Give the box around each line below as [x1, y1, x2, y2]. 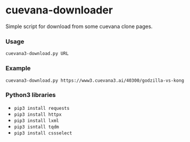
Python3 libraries [5, 91, 56, 99]
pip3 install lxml [13, 117, 59, 123]
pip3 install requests [13, 105, 70, 111]
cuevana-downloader [5, 4, 113, 17]
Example [5, 64, 31, 72]
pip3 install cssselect [13, 130, 73, 136]
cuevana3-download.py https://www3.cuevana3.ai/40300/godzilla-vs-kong [5, 77, 184, 84]
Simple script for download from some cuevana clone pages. [5, 23, 153, 30]
